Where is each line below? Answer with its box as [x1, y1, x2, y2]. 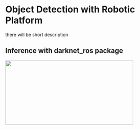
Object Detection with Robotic [5, 4, 135, 15]
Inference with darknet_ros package [5, 46, 124, 55]
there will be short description [5, 31, 68, 38]
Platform [5, 14, 43, 26]
